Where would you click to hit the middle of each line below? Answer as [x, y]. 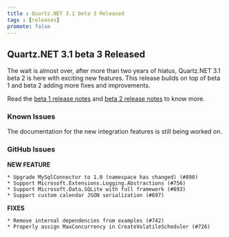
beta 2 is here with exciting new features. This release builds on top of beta [114, 78]
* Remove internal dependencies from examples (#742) [86, 220]
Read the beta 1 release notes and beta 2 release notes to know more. [106, 99]
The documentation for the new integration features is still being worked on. [115, 132]
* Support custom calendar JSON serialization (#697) [86, 195]
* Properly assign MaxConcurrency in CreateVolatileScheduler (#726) [109, 227]
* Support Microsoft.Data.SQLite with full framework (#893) [97, 189]
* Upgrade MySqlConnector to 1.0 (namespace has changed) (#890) [102, 177]
